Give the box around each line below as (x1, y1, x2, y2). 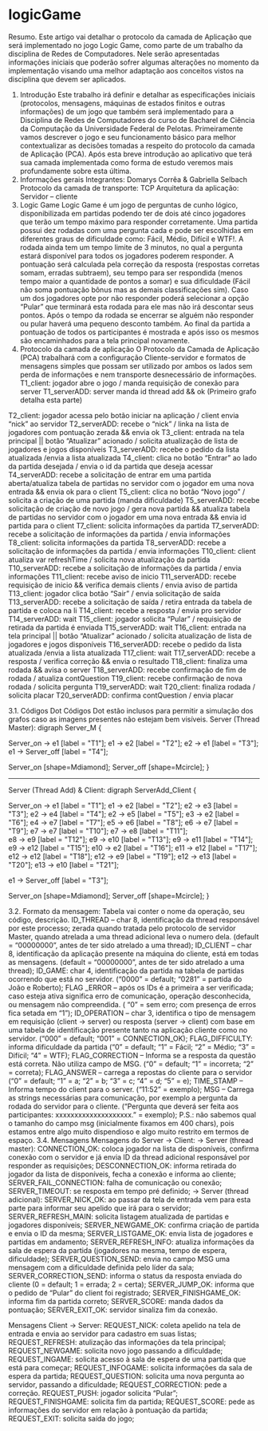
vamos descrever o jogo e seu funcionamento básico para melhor (19, 132, 237, 141)
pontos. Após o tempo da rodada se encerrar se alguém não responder (19, 310, 254, 320)
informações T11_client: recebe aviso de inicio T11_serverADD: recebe (8, 571, 237, 581)
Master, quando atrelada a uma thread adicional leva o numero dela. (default (8, 931, 259, 941)
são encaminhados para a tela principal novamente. (19, 335, 190, 345)
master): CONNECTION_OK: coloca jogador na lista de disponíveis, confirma (8, 1144, 259, 1153)
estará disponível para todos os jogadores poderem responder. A (19, 251, 234, 260)
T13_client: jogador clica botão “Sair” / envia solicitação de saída (8, 588, 221, 598)
